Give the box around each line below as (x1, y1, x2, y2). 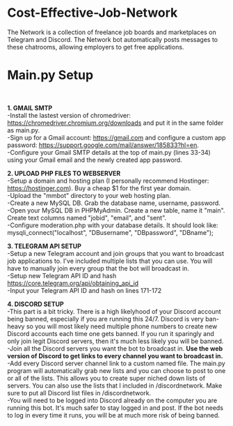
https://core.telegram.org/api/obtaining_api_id (7, 279, 139, 287)
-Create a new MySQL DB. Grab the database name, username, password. (7, 199, 221, 207)
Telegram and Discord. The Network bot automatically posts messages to (7, 35, 218, 43)
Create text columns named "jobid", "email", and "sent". (7, 213, 167, 222)
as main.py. (7, 125, 40, 134)
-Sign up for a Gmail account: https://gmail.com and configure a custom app (7, 133, 226, 142)
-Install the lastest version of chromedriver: (7, 111, 131, 119)
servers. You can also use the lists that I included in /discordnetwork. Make (7, 381, 223, 390)
